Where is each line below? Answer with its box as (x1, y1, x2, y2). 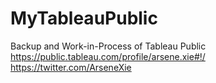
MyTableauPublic (10, 7, 158, 30)
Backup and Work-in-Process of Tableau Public (10, 40, 207, 52)
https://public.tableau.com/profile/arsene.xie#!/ (10, 50, 206, 62)
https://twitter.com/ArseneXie (10, 61, 132, 73)
